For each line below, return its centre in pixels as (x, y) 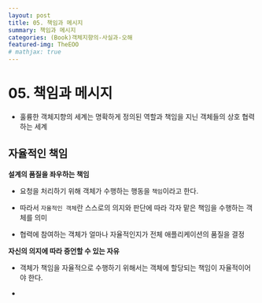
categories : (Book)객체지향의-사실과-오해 (70, 37)
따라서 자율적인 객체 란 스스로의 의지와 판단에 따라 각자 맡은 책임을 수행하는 (132, 207)
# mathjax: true (35, 52)
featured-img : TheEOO (44, 45)
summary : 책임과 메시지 (42, 30)
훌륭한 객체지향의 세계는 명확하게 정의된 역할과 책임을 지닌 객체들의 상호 (130, 116)
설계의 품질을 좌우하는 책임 (49, 174)
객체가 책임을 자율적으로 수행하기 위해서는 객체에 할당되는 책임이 (118, 268)
